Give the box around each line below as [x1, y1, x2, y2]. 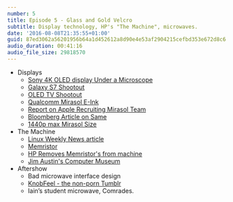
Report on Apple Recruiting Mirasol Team [27, 105, 146, 114]
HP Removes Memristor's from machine [27, 149, 143, 157]
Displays [17, 68, 43, 77]
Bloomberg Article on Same [27, 112, 107, 121]
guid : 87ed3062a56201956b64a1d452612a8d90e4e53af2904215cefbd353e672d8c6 [7, 36, 227, 43]
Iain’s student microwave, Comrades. [27, 186, 135, 195]
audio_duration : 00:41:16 [7, 42, 82, 49]
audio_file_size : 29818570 [7, 49, 86, 56]
